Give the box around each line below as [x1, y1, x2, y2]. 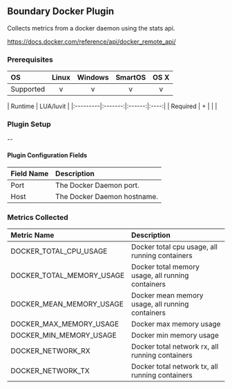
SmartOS [115, 73, 146, 83]
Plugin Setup [7, 119, 51, 129]
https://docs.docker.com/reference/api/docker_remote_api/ [7, 37, 176, 46]
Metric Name [10, 230, 55, 240]
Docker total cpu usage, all [130, 242, 217, 252]
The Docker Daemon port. [55, 180, 139, 190]
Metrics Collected [7, 212, 69, 222]
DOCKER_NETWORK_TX [10, 365, 90, 375]
